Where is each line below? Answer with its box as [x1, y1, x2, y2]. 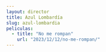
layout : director [6, 8, 50, 15]
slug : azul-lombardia [6, 20, 60, 26]
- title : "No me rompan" [11, 31, 74, 37]
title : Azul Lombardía [6, 14, 63, 20]
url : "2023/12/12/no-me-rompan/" [17, 36, 101, 42]
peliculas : [6, 25, 34, 32]
